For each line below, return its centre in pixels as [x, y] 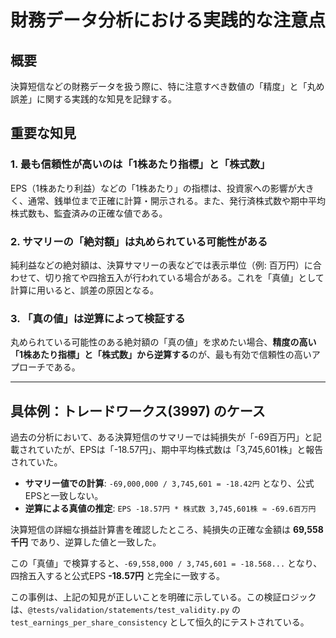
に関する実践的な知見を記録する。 [106, 99]
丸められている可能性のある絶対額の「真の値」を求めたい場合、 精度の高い [163, 342]
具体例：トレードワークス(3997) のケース [138, 411]
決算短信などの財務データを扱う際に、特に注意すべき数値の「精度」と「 [159, 86]
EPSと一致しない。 [64, 496]
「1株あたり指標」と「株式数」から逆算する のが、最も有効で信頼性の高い [161, 355]
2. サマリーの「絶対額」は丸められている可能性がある [139, 241]
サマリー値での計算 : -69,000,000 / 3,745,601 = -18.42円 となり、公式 [169, 483]
